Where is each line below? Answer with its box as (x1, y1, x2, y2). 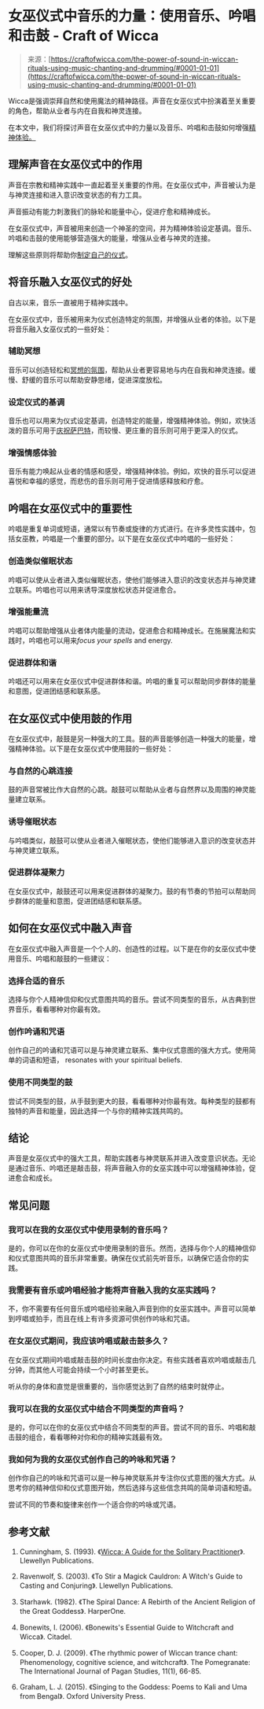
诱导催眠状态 (8, 816, 57, 827)
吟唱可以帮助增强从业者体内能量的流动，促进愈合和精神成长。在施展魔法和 (8, 626, 249, 635)
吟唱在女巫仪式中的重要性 (8, 501, 132, 515)
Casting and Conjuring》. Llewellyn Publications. (19, 1581, 174, 1590)
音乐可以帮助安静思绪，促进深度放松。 (42, 375, 167, 384)
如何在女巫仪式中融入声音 (8, 921, 132, 935)
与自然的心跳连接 (8, 765, 73, 776)
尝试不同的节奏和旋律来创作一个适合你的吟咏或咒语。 (8, 1500, 181, 1509)
